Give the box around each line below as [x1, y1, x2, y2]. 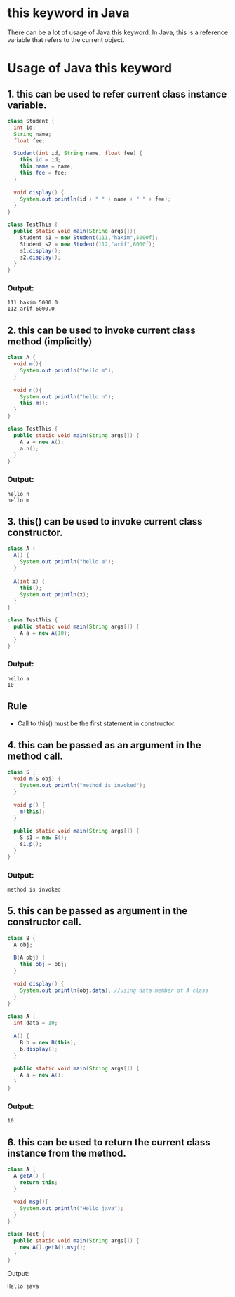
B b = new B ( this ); [20, 1039, 77, 1046]
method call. [7, 751, 63, 762]
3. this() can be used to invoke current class [7, 516, 203, 527]
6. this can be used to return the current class [7, 1136, 210, 1148]
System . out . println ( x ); [20, 591, 90, 598]
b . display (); [20, 1045, 58, 1053]
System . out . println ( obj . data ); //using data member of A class [20, 987, 209, 994]
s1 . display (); [20, 247, 61, 254]
